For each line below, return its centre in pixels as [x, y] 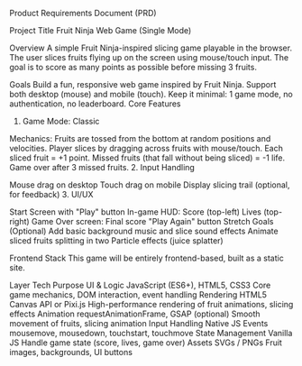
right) [19, 221]
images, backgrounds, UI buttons [71, 352]
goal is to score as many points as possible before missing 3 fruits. [133, 67]
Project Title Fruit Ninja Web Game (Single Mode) [101, 30]
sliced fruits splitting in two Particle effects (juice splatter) [116, 241]
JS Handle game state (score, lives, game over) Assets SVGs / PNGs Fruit [146, 343]
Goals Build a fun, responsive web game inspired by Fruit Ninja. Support [143, 84]
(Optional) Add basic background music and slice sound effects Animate [144, 231]
